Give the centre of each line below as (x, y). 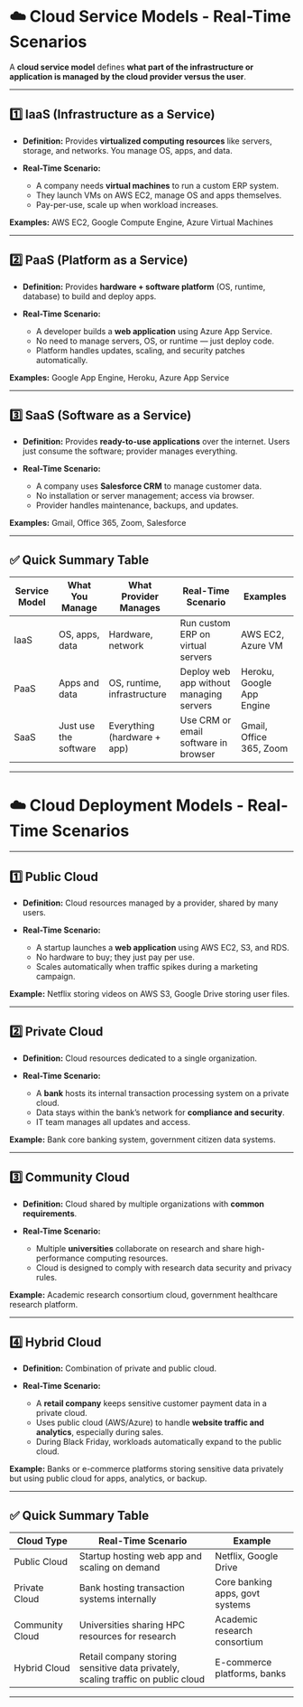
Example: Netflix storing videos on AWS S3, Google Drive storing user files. (150, 993)
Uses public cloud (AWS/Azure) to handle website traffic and (150, 1422)
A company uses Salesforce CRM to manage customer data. (149, 486)
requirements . (50, 1213)
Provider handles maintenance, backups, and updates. (137, 505)
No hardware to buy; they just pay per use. (115, 957)
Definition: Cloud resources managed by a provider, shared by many (150, 903)
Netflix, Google (247, 1556)
